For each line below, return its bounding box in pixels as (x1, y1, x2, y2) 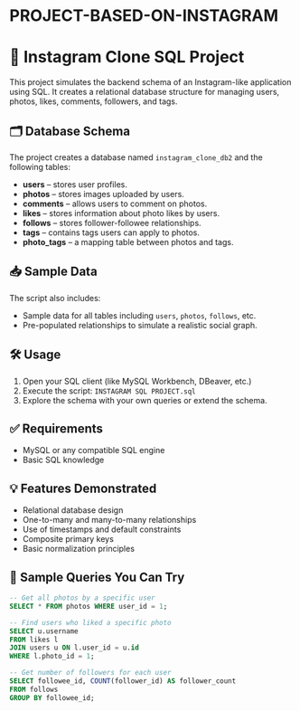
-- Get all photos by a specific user (9, 593, 155, 602)
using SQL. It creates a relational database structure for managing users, (9, 87, 280, 98)
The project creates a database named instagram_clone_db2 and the (9, 151, 264, 163)
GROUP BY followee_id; (9, 693, 95, 702)
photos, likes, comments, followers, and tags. (9, 96, 178, 107)
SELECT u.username (9, 626, 79, 636)
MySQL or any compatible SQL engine (22, 445, 165, 456)
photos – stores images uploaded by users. (22, 188, 185, 199)
